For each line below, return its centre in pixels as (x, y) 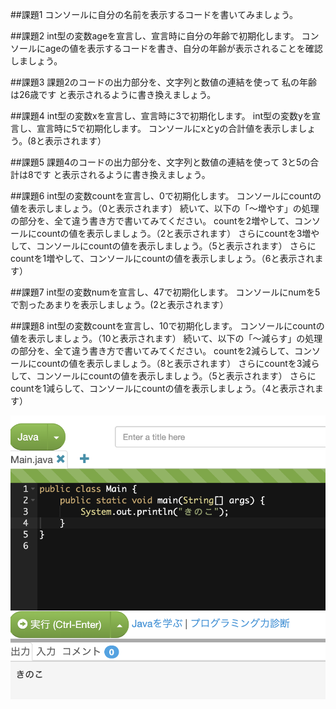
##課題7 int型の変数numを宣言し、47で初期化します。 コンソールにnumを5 (165, 292)
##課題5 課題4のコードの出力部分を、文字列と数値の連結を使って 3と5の (160, 162)
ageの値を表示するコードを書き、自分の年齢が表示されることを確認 (183, 48)
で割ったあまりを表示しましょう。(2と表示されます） (119, 304)
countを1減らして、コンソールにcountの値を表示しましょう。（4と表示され (162, 388)
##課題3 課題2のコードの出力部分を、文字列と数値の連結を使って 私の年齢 (164, 82)
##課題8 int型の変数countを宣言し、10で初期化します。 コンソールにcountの (167, 326)
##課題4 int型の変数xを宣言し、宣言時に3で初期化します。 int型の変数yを (161, 116)
